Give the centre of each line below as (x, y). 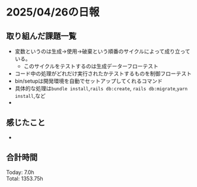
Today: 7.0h (20, 172)
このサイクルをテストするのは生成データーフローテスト (91, 66)
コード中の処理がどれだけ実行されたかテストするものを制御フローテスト (103, 74)
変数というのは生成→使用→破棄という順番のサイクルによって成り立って (102, 51)
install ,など (30, 96)
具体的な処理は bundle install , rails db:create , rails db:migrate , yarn (101, 88)
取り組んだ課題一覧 (41, 36)
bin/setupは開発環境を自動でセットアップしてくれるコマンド (89, 81)
